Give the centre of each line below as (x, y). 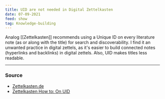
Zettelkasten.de (28, 86)
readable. (15, 58)
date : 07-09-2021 (23, 14)
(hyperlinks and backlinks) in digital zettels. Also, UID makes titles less (76, 53)
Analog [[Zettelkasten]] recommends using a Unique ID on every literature (80, 37)
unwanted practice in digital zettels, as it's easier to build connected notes (80, 48)
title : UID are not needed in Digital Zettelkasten (59, 10)
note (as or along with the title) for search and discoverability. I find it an (78, 43)
